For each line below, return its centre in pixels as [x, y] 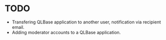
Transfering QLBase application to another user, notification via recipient [86, 22]
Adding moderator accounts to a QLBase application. [66, 32]
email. [18, 27]
